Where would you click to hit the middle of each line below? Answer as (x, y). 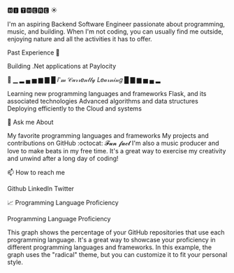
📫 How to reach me (36, 172)
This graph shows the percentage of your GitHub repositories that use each (116, 232)
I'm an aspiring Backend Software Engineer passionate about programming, (116, 24)
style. (15, 262)
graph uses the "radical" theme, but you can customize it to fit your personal (117, 254)
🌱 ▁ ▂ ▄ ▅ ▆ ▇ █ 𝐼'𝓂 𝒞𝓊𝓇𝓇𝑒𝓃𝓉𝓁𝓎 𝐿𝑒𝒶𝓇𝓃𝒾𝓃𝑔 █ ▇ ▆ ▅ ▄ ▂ (84, 79)
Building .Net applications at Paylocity (62, 66)
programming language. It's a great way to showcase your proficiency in (111, 240)
